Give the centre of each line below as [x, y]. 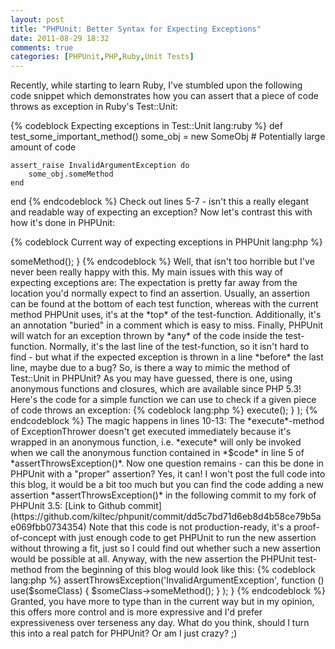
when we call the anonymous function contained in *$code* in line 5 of [157, 453]
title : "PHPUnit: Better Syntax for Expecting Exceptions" [136, 29]
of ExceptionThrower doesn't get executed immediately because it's [151, 432]
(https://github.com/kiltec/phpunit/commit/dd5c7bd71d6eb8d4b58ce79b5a [166, 517]
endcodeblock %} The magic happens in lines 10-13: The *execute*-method [167, 421]
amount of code [43, 147]
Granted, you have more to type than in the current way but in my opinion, [162, 602]
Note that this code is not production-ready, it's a [190, 527]
